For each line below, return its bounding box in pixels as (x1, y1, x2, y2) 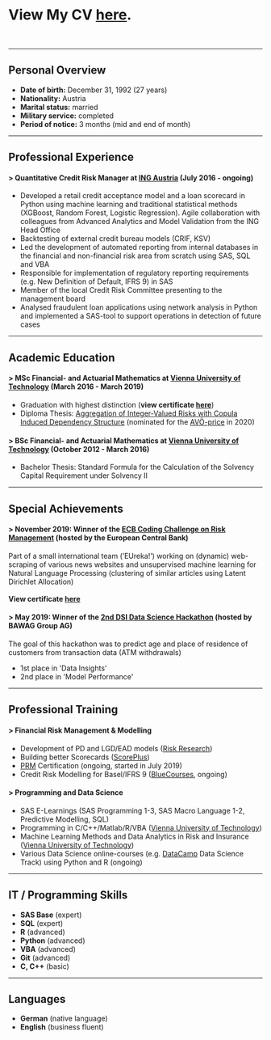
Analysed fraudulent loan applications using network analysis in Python (19, 302, 258, 312)
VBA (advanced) (19, 944, 77, 953)
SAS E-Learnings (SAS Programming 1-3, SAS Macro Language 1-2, (19, 805, 245, 815)
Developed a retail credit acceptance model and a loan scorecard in (19, 191, 246, 201)
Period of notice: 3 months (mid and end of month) (19, 119, 191, 129)
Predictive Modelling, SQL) (19, 814, 110, 824)
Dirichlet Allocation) (8, 577, 74, 586)
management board (19, 294, 86, 304)
